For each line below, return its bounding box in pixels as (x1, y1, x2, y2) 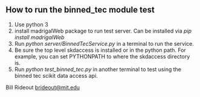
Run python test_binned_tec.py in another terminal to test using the (14, 66, 182, 73)
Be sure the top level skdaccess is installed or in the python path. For (14, 46, 187, 54)
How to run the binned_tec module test (5, 5, 155, 15)
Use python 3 (14, 20, 49, 28)
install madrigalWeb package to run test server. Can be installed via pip (14, 27, 192, 34)
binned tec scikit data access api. (14, 72, 98, 79)
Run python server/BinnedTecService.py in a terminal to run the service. (14, 40, 194, 47)
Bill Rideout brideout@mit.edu (5, 84, 80, 91)
